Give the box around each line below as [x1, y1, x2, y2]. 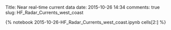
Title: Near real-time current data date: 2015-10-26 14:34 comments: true [5, 4, 160, 10]
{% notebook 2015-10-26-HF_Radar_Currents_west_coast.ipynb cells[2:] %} [5, 19, 166, 25]
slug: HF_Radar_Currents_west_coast [5, 9, 84, 15]
